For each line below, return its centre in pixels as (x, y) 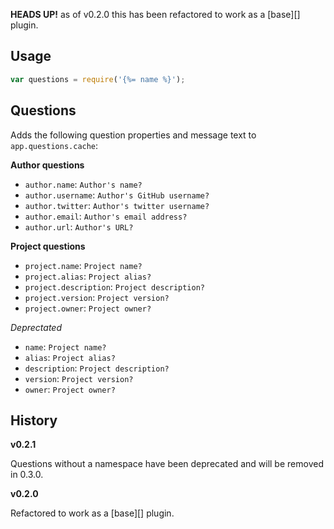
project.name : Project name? (83, 265)
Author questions (47, 165)
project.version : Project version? (97, 297)
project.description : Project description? (114, 286)
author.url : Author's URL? (79, 226)
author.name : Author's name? (83, 184)
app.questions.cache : (54, 145)
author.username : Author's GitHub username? (117, 195)
